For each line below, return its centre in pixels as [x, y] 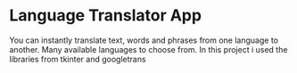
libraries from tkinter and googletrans [78, 59]
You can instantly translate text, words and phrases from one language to [144, 40]
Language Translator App [106, 16]
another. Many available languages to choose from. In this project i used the [148, 49]
